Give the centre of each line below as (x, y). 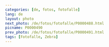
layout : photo (20, 19)
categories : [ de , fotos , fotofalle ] (42, 10)
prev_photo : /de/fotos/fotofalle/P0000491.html (55, 32)
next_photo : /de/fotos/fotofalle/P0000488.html (55, 23)
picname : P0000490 (24, 28)
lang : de (14, 14)
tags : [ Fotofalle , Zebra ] (31, 37)
